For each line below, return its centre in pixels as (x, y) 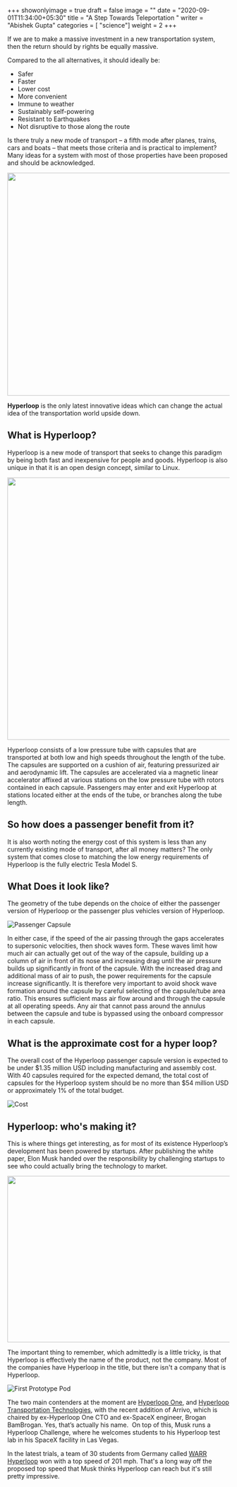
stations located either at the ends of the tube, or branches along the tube (115, 795)
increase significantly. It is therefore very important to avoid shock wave (112, 984)
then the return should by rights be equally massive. (83, 46)
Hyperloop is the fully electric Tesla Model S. (72, 864)
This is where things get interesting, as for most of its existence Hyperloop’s (118, 1144)
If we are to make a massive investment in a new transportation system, (111, 39)
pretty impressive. (34, 1476)
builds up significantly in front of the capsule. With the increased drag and (115, 968)
